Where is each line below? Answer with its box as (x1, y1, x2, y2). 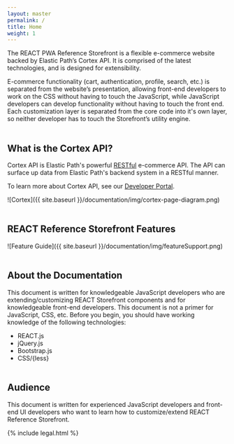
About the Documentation (7, 270, 123, 282)
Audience (7, 382, 51, 394)
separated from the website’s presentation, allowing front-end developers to (7, 85, 226, 93)
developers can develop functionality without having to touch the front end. (7, 99, 225, 109)
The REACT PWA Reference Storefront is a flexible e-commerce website (7, 49, 215, 57)
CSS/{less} (17, 354, 50, 362)
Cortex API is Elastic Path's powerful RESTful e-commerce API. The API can (7, 161, 226, 169)
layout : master (7, 10, 52, 18)
